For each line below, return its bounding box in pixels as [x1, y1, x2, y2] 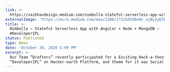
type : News [5, 41, 28, 46]
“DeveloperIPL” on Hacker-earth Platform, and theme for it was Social [10, 59, 164, 64]
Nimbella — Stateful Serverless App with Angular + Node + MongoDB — [10, 26, 159, 31]
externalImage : [5, 17, 37, 22]
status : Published [5, 36, 44, 41]
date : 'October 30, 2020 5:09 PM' [5, 45, 78, 50]
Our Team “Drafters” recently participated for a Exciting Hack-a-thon [10, 54, 164, 60]
